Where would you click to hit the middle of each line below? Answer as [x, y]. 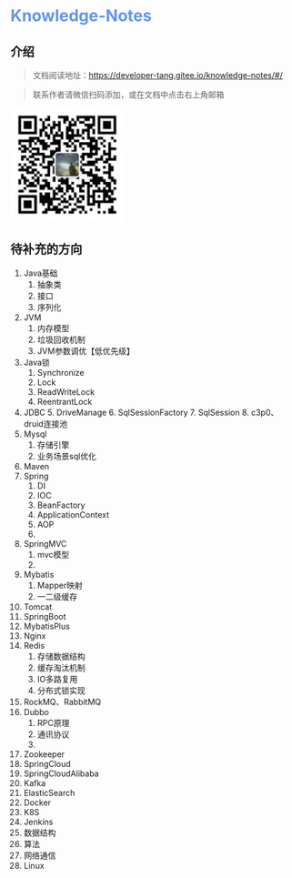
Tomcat [38, 607]
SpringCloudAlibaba [61, 773]
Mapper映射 [60, 585]
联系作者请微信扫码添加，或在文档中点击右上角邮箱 [128, 95]
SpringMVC [45, 543]
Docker [37, 802]
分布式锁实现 [61, 690]
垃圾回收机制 [61, 339]
